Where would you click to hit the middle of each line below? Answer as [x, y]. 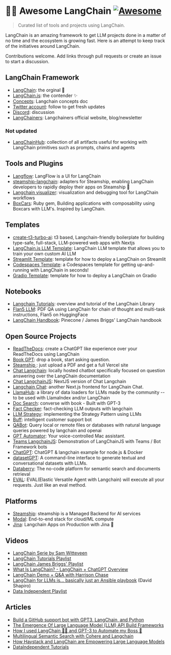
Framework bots [30, 447]
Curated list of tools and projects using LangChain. [71, 25]
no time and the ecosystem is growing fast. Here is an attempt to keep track [85, 41]
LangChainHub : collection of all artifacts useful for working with [80, 142]
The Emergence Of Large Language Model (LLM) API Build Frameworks [88, 625]
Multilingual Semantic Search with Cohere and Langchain [73, 636]
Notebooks [23, 292]
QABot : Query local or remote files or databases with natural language [87, 425]
